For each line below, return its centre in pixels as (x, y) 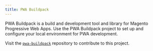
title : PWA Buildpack (27, 9)
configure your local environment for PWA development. (62, 34)
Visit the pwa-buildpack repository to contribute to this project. (67, 43)
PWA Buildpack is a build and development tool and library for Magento (77, 23)
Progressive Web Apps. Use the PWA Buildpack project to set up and (74, 28)
